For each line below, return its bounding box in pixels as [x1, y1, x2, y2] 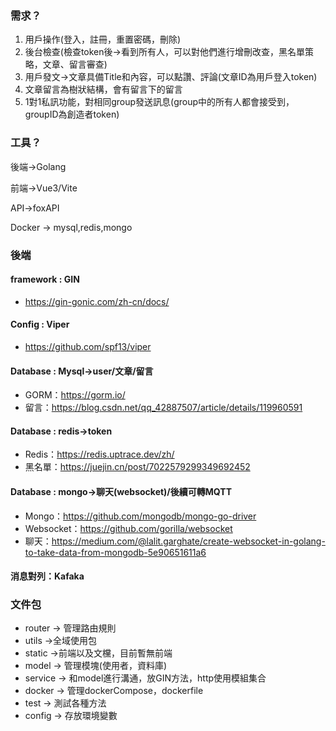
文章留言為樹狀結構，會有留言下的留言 [24, 83, 183, 96]
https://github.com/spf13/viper [24, 340, 152, 352]
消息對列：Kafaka [10, 570, 85, 582]
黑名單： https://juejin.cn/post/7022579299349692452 [24, 461, 251, 473]
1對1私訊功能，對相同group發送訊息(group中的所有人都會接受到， [24, 96, 295, 108]
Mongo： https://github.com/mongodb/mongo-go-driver [24, 510, 257, 522]
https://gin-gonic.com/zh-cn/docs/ [24, 295, 170, 307]
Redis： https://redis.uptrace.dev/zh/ [24, 448, 175, 461]
